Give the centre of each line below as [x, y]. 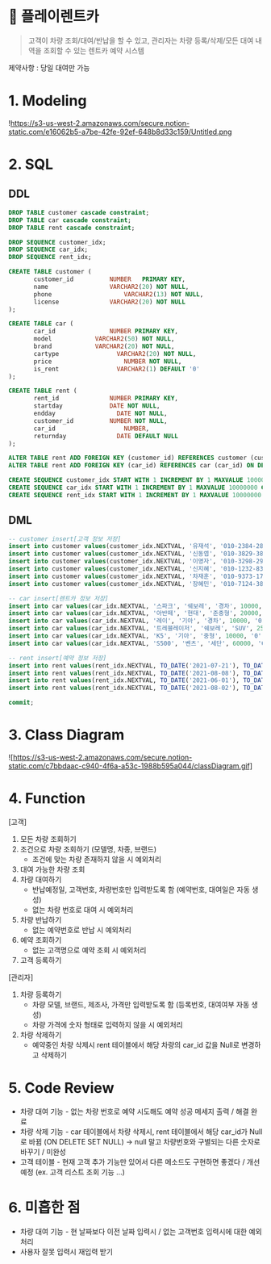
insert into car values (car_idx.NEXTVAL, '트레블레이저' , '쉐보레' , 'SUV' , [131, 629]
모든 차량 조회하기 [48, 839]
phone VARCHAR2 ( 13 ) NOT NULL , [119, 294]
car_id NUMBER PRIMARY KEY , [106, 332]
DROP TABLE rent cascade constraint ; [72, 228]
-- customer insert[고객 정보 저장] [65, 539]
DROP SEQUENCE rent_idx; [50, 257]
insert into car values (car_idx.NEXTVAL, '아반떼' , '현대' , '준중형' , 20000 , [135, 613]
